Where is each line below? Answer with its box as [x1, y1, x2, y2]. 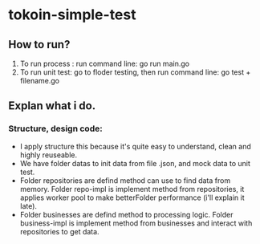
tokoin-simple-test [8, 6, 136, 24]
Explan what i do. [8, 99, 96, 113]
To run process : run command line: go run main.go [19, 59, 190, 68]
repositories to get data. [19, 226, 100, 236]
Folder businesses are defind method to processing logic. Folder [19, 209, 234, 219]
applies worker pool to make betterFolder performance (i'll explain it [19, 193, 245, 202]
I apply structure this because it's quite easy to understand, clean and [19, 141, 251, 151]
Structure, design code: [8, 123, 103, 134]
